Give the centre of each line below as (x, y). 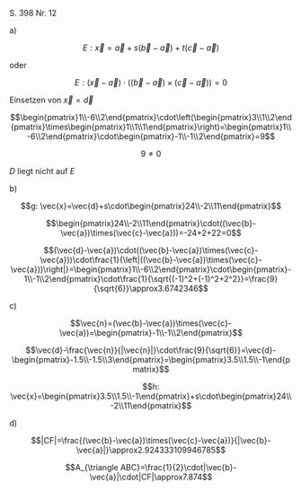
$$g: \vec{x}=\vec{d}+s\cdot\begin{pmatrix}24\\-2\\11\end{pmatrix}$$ (151, 206)
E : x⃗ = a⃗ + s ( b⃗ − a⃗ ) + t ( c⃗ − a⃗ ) (151, 48)
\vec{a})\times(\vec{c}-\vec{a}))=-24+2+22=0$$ (151, 233)
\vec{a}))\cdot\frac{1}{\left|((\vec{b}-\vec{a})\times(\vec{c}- (151, 260)
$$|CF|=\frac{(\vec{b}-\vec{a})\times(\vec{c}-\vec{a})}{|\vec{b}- (151, 440)
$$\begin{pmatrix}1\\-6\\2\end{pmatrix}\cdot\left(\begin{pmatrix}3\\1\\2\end (151, 117)
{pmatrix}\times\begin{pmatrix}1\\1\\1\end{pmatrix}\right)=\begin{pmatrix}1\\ (151, 127)
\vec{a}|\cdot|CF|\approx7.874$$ (151, 477)
